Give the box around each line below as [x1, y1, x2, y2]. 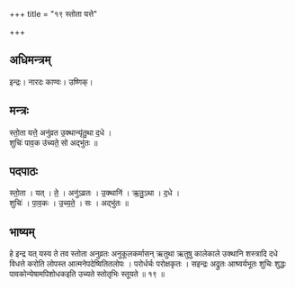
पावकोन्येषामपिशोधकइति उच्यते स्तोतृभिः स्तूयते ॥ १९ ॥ [9, 268, 165, 279]
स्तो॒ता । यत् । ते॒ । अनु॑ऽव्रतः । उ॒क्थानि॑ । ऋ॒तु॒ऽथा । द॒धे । [9, 187, 180, 198]
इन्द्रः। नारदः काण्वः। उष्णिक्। [9, 77, 94, 87]
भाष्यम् [9, 224, 35, 239]
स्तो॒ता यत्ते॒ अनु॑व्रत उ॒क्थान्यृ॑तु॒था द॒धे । [9, 127, 112, 138]
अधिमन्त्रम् [9, 52, 51, 68]
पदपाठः [9, 164, 39, 179]
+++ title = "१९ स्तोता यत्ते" [9, 9, 98, 19]
